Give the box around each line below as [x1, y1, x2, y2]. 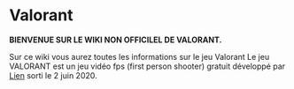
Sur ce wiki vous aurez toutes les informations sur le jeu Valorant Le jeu [9, 51, 270, 62]
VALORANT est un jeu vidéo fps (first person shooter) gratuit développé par [9, 61, 286, 71]
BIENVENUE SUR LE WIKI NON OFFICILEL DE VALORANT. [9, 34, 222, 45]
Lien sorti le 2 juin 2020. [9, 70, 97, 80]
